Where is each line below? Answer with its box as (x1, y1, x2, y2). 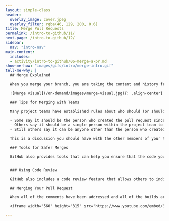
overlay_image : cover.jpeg (10, 17, 66, 22)
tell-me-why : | (5, 68, 37, 73)
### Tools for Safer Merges (10, 145, 69, 150)
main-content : (5, 49, 35, 54)
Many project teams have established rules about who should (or (10, 109, 150, 114)
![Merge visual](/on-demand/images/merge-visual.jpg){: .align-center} (10, 91, 163, 96)
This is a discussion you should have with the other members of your (10, 136, 161, 141)
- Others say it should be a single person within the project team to (10, 122, 163, 128)
